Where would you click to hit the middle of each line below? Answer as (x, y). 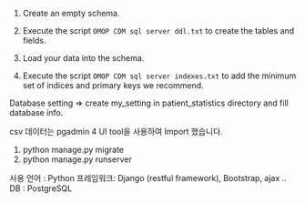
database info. (36, 112)
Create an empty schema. (71, 13)
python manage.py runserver (77, 159)
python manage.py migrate (73, 150)
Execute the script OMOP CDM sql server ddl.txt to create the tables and (158, 30)
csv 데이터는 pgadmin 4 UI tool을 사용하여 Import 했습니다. (116, 132)
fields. (34, 41)
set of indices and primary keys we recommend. (113, 85)
